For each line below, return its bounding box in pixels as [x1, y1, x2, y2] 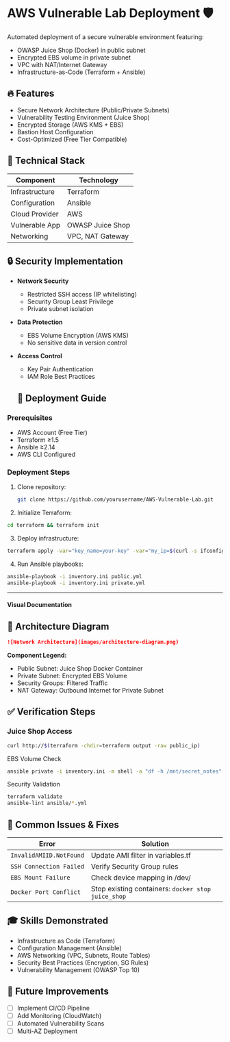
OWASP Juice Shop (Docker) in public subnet [16, 46, 146, 54]
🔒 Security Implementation [7, 255, 123, 267]
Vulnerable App [10, 220, 61, 230]
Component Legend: [7, 652, 67, 660]
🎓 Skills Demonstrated [7, 915, 108, 927]
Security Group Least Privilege [27, 297, 114, 306]
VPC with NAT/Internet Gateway [16, 60, 107, 69]
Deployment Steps [7, 467, 71, 477]
